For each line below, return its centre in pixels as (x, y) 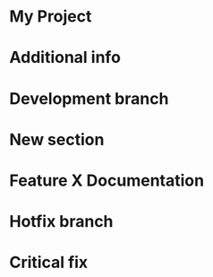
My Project (51, 17)
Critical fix (49, 263)
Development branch (89, 98)
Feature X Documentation (106, 180)
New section (57, 139)
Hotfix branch (61, 222)
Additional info (65, 58)
